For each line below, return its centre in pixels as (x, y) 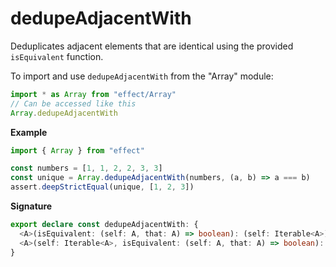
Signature (31, 206)
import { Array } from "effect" (77, 150)
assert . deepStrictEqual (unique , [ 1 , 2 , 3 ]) (102, 187)
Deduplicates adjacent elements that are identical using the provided (152, 46)
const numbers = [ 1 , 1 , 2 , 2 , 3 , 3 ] (86, 168)
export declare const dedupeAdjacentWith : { (104, 225)
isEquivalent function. (57, 56)
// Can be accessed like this (73, 103)
